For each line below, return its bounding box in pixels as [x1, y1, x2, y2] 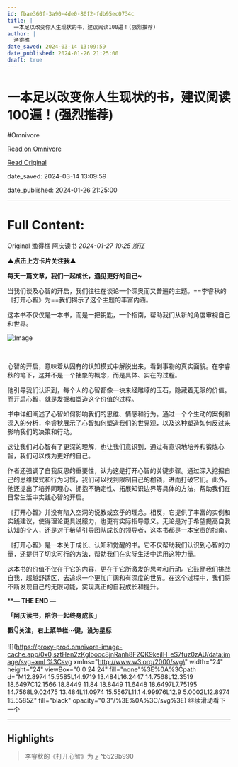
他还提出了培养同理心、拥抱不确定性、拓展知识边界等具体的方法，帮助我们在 [7, 484, 231, 492]
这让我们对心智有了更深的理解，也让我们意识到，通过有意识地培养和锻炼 [7, 442, 218, 450]
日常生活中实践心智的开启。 [7, 493, 89, 501]
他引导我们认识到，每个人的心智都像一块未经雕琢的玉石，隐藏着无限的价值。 [7, 385, 231, 394]
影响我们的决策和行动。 [7, 427, 76, 436]
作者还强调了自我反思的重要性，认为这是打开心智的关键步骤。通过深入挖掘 [7, 466, 225, 475]
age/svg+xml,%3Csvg [7, 657, 72, 666]
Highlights [7, 732, 55, 744]
